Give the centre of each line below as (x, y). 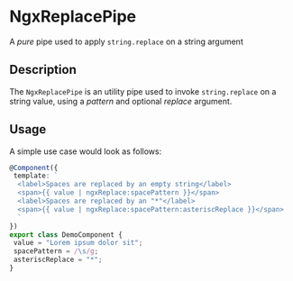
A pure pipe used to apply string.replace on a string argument (126, 41)
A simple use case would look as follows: (86, 151)
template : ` (36, 176)
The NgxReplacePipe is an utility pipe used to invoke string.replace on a (143, 91)
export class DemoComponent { (66, 235)
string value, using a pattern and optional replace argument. (121, 101)
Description (43, 70)
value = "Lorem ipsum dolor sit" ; (78, 243)
